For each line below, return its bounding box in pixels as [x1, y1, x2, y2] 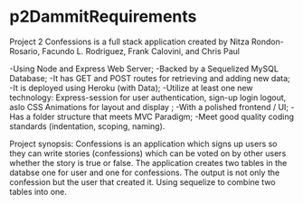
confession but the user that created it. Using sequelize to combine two [9, 176, 276, 187]
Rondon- [251, 36, 285, 47]
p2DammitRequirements [9, 6, 197, 27]
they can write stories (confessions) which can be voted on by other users [9, 147, 287, 159]
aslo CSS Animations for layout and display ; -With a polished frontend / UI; [9, 101, 289, 112]
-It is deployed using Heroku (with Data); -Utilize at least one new [9, 82, 253, 93]
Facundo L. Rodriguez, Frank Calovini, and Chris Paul [42, 45, 240, 56]
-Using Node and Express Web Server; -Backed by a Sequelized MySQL [9, 63, 279, 74]
